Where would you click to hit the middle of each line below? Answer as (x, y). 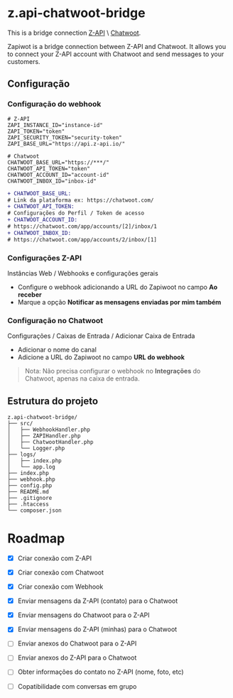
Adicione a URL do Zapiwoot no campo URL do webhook (101, 357)
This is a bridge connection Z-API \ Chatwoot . (74, 33)
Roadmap (36, 539)
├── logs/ (22, 455)
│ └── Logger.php (36, 449)
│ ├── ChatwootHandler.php (50, 442)
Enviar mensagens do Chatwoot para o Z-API (84, 615)
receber (29, 294)
